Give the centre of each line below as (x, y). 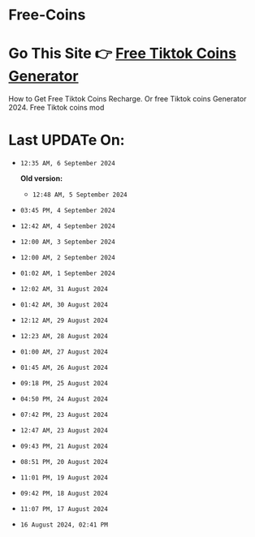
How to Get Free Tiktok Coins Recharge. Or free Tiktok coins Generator (127, 99)
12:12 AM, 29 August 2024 (64, 321)
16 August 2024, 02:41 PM (64, 525)
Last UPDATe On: (67, 140)
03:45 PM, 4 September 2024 (67, 211)
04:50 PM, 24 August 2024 (64, 399)
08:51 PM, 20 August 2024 (64, 462)
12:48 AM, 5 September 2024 (80, 195)
